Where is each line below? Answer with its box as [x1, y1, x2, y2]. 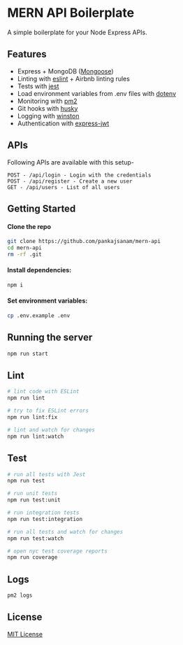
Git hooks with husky [17, 104, 78, 113]
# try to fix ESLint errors [7, 408, 89, 415]
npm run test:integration [7, 515, 82, 522]
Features [7, 48, 47, 60]
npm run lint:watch [7, 433, 64, 440]
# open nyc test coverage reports [7, 548, 108, 555]
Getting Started [7, 202, 76, 214]
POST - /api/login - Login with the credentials [7, 172, 152, 179]
